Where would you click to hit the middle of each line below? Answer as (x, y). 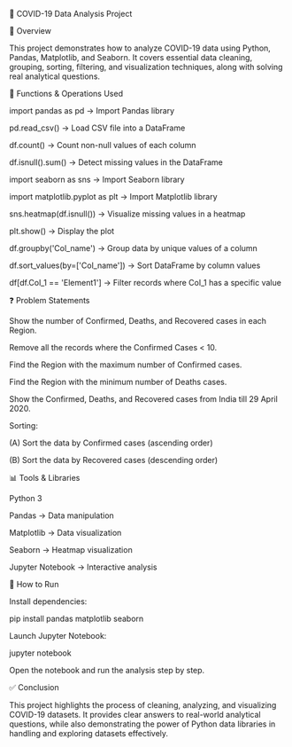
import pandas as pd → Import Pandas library (92, 110)
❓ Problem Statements (50, 300)
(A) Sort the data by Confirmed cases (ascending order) (111, 443)
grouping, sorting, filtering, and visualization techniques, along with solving (146, 67)
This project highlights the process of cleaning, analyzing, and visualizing (143, 705)
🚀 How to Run (34, 584)
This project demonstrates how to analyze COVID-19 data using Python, (140, 48)
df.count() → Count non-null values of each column (103, 145)
